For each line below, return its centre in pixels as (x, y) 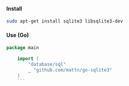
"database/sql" (47, 64)
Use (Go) (18, 35)
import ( (28, 59)
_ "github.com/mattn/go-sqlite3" (70, 70)
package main (23, 48)
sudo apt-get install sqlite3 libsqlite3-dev (64, 21)
